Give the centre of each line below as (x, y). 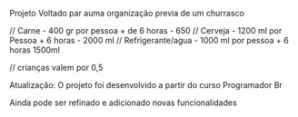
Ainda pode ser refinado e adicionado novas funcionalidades (124, 102)
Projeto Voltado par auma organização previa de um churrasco (127, 13)
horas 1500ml (35, 50)
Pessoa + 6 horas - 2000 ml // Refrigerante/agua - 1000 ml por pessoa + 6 (149, 40)
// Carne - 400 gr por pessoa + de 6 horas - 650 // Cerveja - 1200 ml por (146, 30)
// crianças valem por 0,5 (56, 68)
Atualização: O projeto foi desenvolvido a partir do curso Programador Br (146, 85)
